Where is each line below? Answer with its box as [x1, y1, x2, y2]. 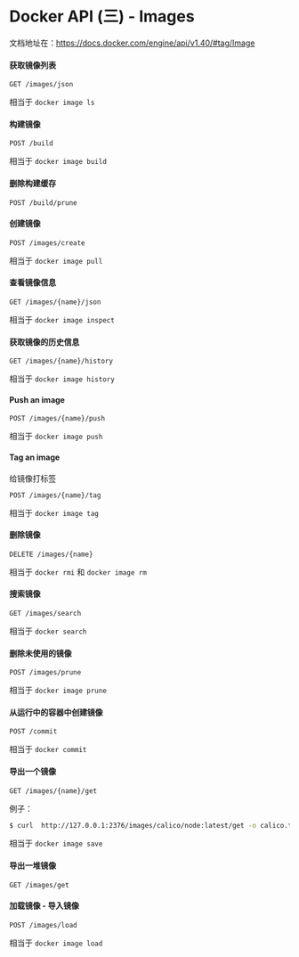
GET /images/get [9, 880, 69, 889]
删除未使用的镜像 [9, 648, 72, 658]
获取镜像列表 [9, 60, 56, 70]
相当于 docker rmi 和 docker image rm [9, 566, 147, 577]
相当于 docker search [9, 626, 87, 636]
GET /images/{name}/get [9, 786, 98, 796]
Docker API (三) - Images [9, 6, 195, 27]
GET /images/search [9, 609, 82, 618]
